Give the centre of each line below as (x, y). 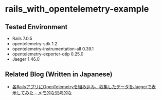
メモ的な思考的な (55, 93)
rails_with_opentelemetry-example (77, 9)
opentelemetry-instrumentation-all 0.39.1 (53, 49)
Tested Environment (36, 27)
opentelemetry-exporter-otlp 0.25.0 (48, 54)
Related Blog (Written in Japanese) (59, 75)
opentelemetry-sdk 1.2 (35, 44)
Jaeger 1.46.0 (26, 59)
